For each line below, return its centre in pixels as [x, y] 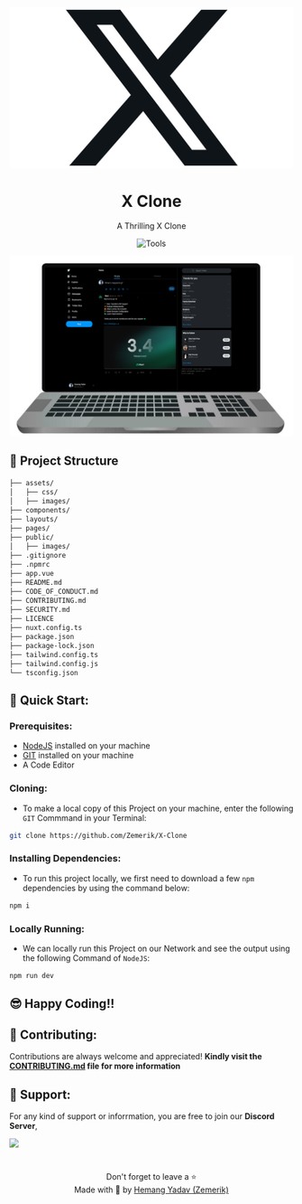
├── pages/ [30, 528]
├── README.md [36, 582]
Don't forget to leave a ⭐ [151, 1177]
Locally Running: [47, 928]
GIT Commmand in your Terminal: [84, 818]
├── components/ [40, 510]
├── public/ [32, 537]
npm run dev [32, 976]
